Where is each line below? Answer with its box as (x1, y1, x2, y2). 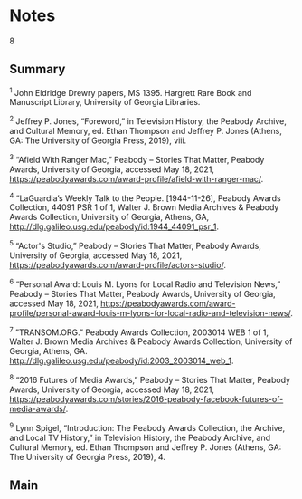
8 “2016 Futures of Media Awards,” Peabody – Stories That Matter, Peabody (9, 373, 291, 385)
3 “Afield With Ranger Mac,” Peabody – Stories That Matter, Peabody (9, 153, 265, 165)
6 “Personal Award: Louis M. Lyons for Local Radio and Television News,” (9, 277, 281, 290)
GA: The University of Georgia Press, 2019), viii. (9, 135, 187, 146)
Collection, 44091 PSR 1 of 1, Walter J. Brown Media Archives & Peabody (9, 202, 279, 213)
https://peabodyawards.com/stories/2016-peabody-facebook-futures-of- (9, 394, 284, 404)
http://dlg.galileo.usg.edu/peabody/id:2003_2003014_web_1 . (9, 355, 234, 367)
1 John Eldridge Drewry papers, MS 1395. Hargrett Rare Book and (9, 85, 252, 98)
